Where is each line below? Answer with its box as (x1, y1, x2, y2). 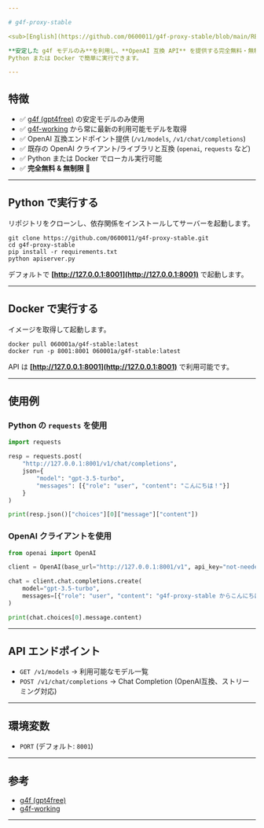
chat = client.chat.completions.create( (8, 577, 143, 586)
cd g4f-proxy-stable (8, 241, 76, 248)
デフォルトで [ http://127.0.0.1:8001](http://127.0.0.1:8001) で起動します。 (8, 269, 248, 279)
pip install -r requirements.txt (8, 248, 118, 256)
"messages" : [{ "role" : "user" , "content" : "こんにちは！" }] (36, 481, 230, 490)
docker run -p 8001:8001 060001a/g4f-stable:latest (8, 347, 181, 355)
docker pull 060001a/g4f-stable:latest (8, 340, 139, 348)
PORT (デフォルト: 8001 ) (19, 742, 94, 751)
